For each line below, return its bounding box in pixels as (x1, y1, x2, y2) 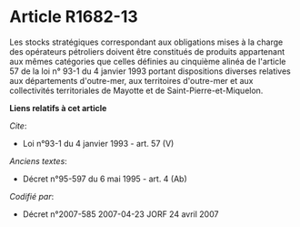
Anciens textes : (9, 155, 68, 166)
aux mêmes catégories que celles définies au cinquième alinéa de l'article (9, 56, 286, 67)
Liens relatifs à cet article (9, 102, 107, 113)
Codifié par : (9, 191, 55, 201)
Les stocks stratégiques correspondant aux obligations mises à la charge (9, 36, 284, 47)
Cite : (9, 120, 27, 131)
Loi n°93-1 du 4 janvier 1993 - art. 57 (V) (22, 138, 175, 149)
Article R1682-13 (9, 6, 138, 27)
